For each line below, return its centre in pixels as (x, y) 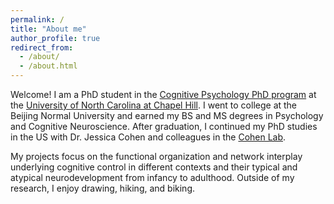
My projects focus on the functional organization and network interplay (156, 156)
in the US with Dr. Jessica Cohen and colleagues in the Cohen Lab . (148, 137)
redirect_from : (42, 47)
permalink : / (37, 19)
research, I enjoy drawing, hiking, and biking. (103, 188)
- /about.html (48, 66)
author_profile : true (55, 38)
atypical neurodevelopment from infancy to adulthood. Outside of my (152, 177)
